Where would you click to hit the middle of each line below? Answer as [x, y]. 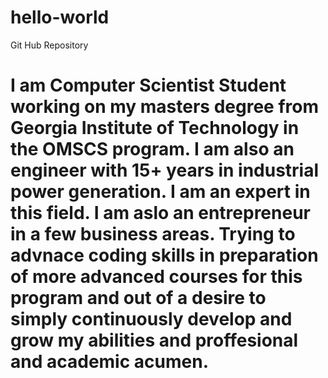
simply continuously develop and [151, 319]
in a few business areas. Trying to [153, 234]
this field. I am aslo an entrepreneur [160, 213]
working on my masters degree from [164, 107]
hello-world [60, 17]
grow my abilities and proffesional [154, 340]
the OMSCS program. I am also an [152, 149]
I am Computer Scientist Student [148, 85]
